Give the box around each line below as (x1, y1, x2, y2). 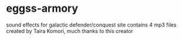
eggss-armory (6, 2, 78, 15)
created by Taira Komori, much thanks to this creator (6, 27, 133, 34)
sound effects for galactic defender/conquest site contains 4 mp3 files (6, 21, 177, 28)
